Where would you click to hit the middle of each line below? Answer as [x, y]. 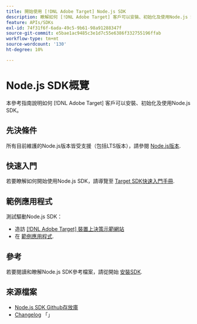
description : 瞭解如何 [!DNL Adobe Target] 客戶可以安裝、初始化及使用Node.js [97, 17]
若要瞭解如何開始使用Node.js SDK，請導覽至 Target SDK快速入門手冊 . [90, 181]
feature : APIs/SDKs [30, 22]
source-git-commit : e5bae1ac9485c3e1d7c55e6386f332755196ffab [84, 33]
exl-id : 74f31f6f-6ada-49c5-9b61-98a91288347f [64, 28]
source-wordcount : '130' [36, 45]
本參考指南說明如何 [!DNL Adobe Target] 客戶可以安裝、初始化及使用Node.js [98, 103]
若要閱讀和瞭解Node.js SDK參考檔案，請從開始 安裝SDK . [74, 272]
